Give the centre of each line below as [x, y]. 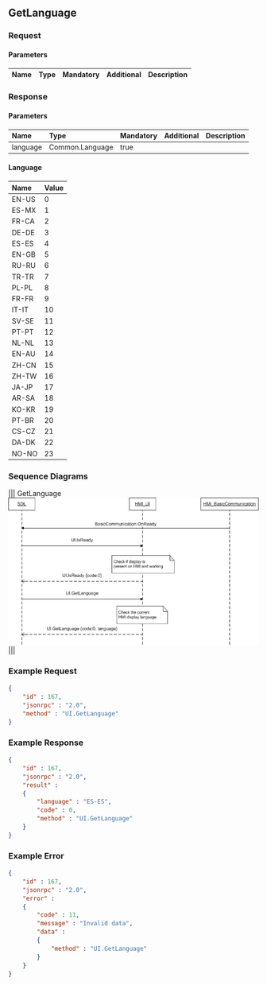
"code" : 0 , [57, 810]
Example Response [46, 743]
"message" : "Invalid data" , [85, 924]
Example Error [36, 855]
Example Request [43, 671]
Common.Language [81, 147]
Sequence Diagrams [48, 476]
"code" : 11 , [58, 915]
